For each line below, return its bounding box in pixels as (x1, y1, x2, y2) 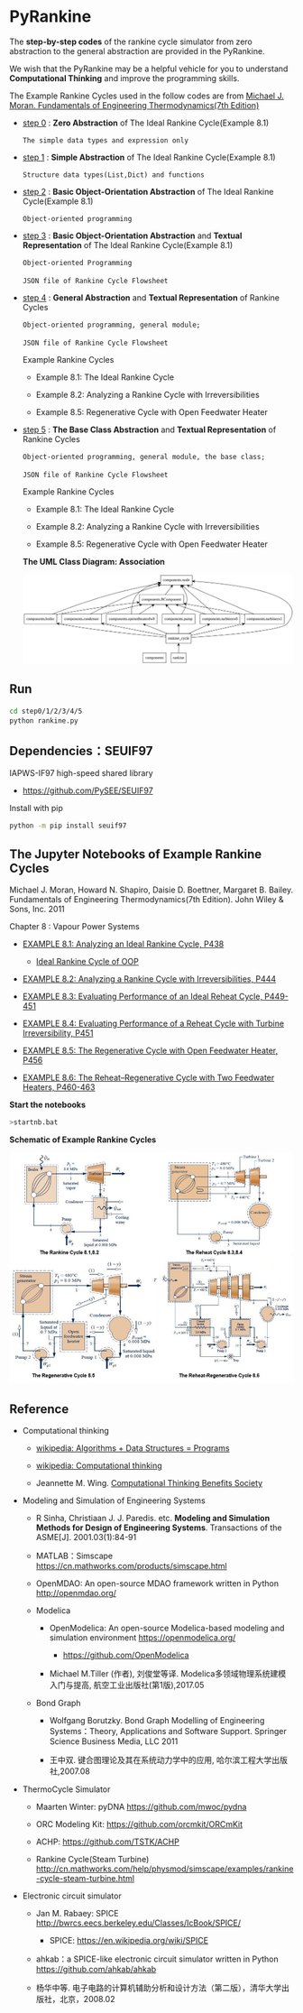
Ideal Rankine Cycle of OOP (35, 956, 140, 966)
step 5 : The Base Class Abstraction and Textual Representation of (22, 424, 277, 435)
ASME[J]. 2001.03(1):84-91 (35, 1532, 137, 1543)
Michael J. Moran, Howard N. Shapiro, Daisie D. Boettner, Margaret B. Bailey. (9, 884, 294, 895)
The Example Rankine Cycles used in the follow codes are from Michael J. (9, 90, 284, 101)
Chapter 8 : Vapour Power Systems (9, 920, 140, 931)
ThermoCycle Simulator (22, 1784, 111, 1795)
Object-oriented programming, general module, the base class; (22, 452, 266, 461)
